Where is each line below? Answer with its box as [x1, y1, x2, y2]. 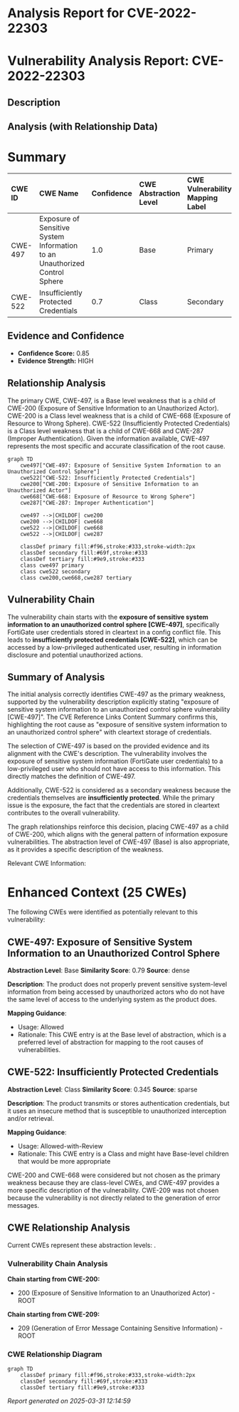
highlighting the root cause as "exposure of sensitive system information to [7, 720, 228, 729]
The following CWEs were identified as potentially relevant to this [7, 908, 198, 917]
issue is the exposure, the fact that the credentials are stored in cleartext [7, 801, 221, 810]
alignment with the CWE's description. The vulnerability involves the [7, 750, 208, 758]
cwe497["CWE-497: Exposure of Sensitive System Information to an [20, 462, 221, 469]
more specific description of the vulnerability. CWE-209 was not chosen [7, 1186, 219, 1194]
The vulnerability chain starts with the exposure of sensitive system [7, 612, 208, 621]
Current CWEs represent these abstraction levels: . [7, 1241, 156, 1249]
